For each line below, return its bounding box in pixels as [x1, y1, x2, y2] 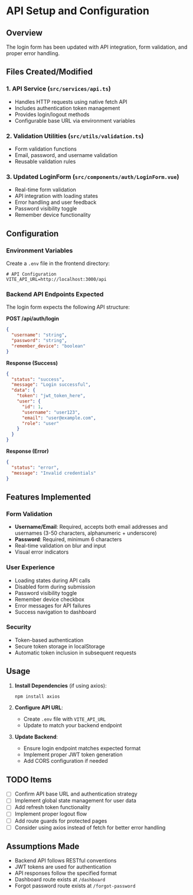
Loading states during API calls [14, 577, 90, 584]
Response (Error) [6, 447, 49, 455]
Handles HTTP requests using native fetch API [14, 98, 128, 105]
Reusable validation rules [14, 158, 76, 165]
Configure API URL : [14, 704, 63, 711]
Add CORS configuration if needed [23, 757, 108, 765]
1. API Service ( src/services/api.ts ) [6, 85, 111, 93]
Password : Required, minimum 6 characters [14, 536, 122, 543]
